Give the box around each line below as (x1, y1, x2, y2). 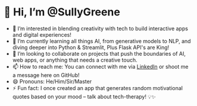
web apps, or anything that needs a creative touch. (12, 56, 137, 63)
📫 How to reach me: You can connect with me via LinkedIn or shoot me (12, 63, 189, 70)
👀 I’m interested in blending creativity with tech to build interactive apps (12, 25, 188, 32)
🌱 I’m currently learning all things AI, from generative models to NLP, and (12, 37, 191, 44)
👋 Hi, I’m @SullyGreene (4, 5, 121, 19)
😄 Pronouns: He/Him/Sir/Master (12, 78, 92, 85)
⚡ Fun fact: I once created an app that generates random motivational (12, 84, 183, 91)
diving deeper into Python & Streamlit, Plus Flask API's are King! (12, 44, 170, 51)
